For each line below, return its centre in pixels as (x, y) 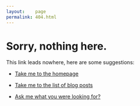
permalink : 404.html (32, 17)
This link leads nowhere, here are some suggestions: (70, 62)
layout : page (26, 11)
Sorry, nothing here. (57, 46)
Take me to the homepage (46, 74)
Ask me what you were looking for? (58, 97)
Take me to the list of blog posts (54, 85)
